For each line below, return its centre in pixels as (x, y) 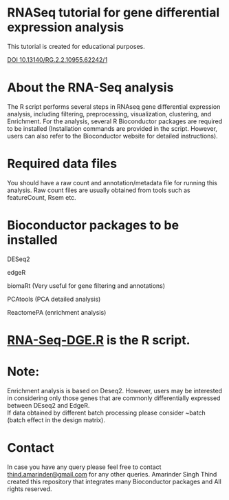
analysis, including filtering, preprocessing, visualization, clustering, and (109, 114)
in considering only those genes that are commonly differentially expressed (114, 398)
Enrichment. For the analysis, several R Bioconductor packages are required (115, 121)
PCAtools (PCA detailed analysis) (54, 299)
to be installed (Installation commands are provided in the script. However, (112, 128)
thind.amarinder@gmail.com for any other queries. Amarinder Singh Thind (112, 474)
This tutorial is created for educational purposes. (76, 46)
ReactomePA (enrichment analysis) (57, 312)
